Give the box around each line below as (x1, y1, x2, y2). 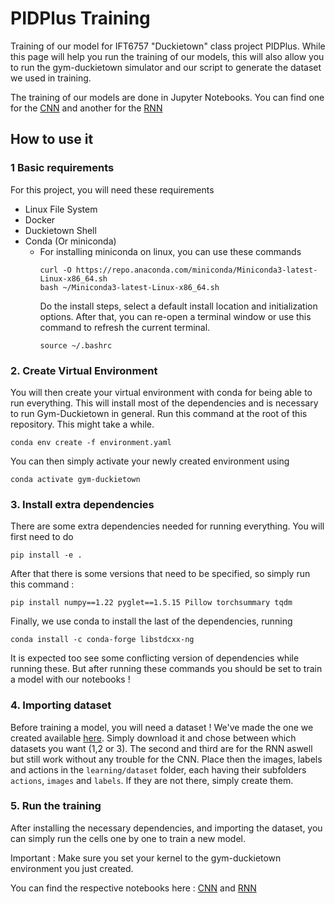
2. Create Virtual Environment (10, 363, 158, 377)
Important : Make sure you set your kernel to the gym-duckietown (10, 852, 282, 864)
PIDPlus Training (10, 7, 151, 30)
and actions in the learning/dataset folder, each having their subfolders (10, 763, 307, 776)
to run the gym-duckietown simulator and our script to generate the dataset (10, 61, 322, 73)
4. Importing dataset (10, 698, 112, 712)
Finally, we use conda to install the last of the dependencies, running (10, 615, 293, 627)
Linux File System (24, 203, 98, 215)
